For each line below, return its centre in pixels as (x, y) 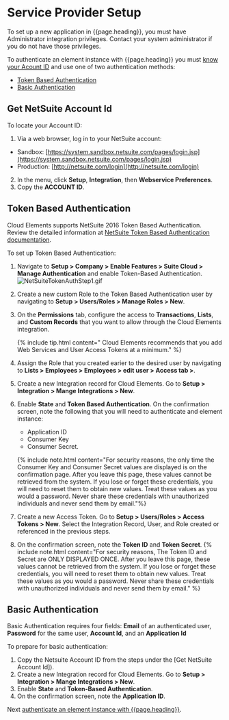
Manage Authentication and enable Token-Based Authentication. (110, 273)
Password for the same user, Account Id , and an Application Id (97, 633)
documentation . (29, 239)
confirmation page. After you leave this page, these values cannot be (114, 474)
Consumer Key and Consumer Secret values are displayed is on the (112, 467)
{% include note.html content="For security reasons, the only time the (116, 460)
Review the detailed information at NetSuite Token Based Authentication (108, 232)
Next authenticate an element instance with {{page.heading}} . (94, 710)
